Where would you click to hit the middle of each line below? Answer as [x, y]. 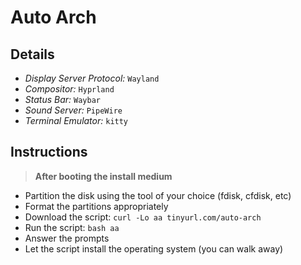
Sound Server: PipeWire [73, 110]
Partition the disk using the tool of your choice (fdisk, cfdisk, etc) [158, 195]
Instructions [49, 152]
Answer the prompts [67, 238]
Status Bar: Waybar [62, 99]
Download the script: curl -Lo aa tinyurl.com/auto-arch [143, 217]
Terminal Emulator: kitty [76, 120]
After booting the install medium [103, 176]
